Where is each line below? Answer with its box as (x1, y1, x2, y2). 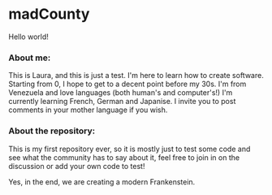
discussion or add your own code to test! (8, 161, 145, 171)
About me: (8, 52, 51, 63)
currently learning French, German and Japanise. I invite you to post (8, 97, 236, 106)
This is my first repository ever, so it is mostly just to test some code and (8, 144, 251, 154)
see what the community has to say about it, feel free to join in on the (8, 152, 240, 162)
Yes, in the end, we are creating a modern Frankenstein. (8, 176, 196, 187)
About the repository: (8, 125, 96, 136)
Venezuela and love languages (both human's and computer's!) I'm (8, 88, 233, 97)
